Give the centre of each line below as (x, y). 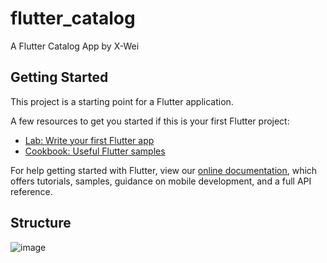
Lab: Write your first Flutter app (89, 140)
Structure (41, 223)
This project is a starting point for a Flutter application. (122, 101)
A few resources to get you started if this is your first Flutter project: (150, 121)
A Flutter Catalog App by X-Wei (75, 46)
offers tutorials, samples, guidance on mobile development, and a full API (161, 181)
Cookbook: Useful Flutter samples (95, 151)
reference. (31, 191)
